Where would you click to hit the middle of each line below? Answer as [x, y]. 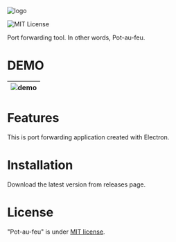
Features [33, 118]
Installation [40, 165]
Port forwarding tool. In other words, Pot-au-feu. [76, 37]
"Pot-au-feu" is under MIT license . [56, 232]
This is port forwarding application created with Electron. [88, 137]
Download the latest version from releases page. [77, 184]
